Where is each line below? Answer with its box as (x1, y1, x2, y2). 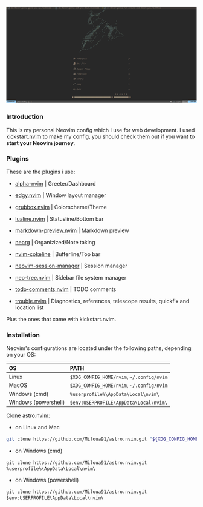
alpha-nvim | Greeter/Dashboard (14, 180, 96, 187)
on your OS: (6, 351, 36, 358)
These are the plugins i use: (6, 168, 76, 176)
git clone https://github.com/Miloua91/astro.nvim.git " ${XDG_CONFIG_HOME (6, 436, 199, 443)
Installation (6, 331, 40, 339)
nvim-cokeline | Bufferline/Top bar (14, 250, 101, 258)
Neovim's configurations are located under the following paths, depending (6, 344, 192, 352)
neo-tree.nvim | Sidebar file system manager (14, 274, 127, 281)
